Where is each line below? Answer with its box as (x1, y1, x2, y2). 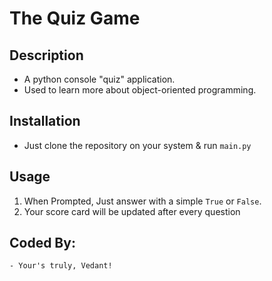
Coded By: (9, 235, 76, 252)
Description (9, 47, 84, 64)
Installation (9, 113, 81, 130)
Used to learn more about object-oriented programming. (23, 84, 257, 96)
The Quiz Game (9, 7, 141, 30)
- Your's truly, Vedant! (9, 261, 113, 271)
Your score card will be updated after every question (23, 205, 241, 217)
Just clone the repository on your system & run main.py (23, 139, 252, 151)
